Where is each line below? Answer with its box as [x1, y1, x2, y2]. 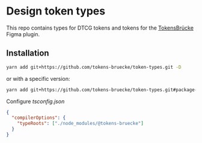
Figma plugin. [6, 30, 40, 37]
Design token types [6, 4, 106, 18]
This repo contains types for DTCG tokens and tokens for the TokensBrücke [6, 24, 194, 31]
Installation [6, 48, 49, 59]
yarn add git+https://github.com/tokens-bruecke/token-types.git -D [6, 64, 182, 70]
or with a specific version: [6, 75, 70, 82]
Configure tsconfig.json [6, 98, 65, 105]
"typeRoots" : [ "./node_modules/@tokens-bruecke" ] [17, 121, 144, 127]
